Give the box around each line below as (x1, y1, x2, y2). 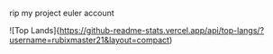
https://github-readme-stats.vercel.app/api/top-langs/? (59, 25, 264, 35)
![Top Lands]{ (9, 25, 60, 35)
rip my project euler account (9, 8, 114, 18)
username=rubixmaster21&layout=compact (9, 35, 169, 45)
